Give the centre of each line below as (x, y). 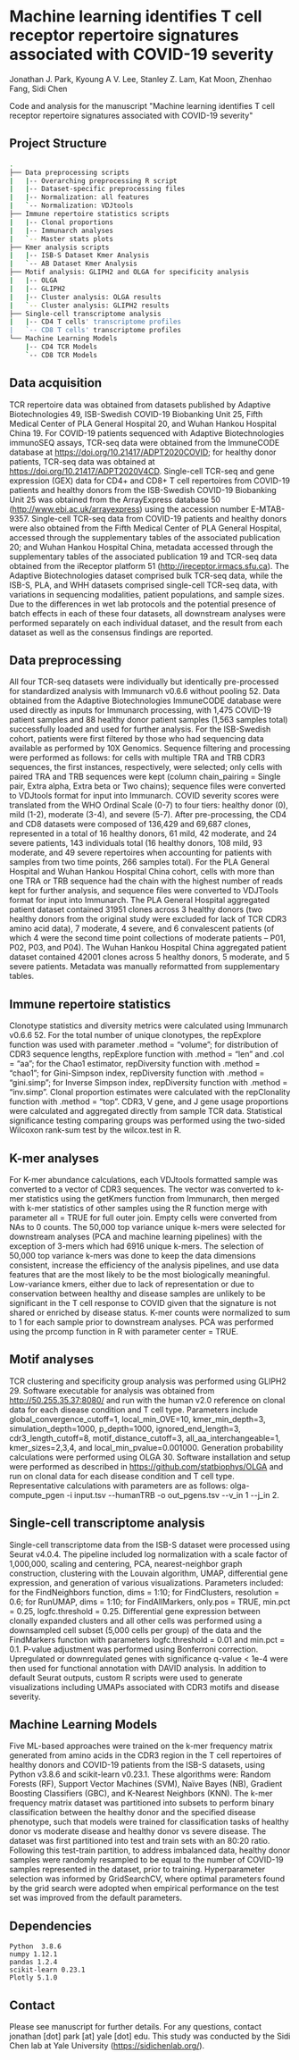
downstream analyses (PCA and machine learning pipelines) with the (136, 1236)
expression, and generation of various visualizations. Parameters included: (146, 1582)
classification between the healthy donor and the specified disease (133, 1813)
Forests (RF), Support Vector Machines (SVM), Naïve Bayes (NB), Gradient (146, 1784)
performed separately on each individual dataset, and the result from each (146, 623)
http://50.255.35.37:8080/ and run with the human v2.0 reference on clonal (147, 1400)
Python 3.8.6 (36, 1947)
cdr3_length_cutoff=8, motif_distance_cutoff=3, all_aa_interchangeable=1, (145, 1438)
